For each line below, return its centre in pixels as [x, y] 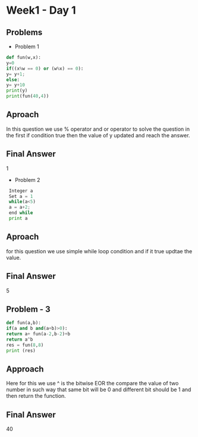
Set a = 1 [21, 196]
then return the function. [36, 396]
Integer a [21, 191]
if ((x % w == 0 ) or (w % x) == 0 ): [45, 68]
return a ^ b [20, 339]
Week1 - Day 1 [41, 10]
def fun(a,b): [24, 323]
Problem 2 [27, 180]
